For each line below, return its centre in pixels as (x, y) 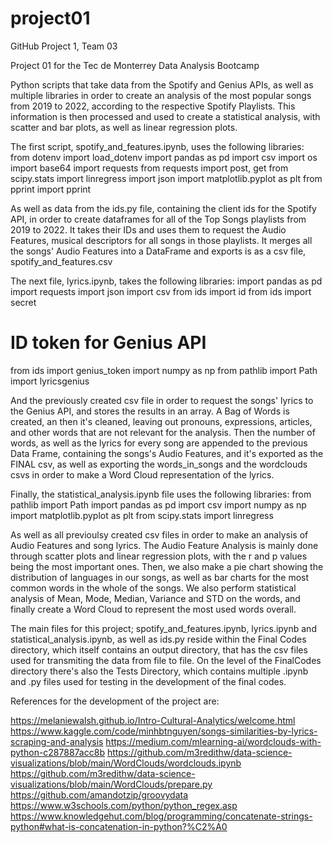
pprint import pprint (51, 189)
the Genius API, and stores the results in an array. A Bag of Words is (150, 411)
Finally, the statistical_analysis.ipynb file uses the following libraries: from (161, 494)
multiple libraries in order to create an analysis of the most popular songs (161, 95)
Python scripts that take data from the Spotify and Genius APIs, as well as (162, 84)
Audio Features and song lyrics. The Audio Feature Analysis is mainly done (164, 545)
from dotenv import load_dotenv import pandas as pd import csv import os (164, 157)
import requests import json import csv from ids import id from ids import (161, 291)
